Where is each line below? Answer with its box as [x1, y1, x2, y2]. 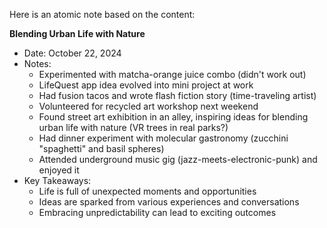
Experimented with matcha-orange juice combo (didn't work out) [38, 69, 307, 80]
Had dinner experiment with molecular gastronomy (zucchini [38, 132, 289, 144]
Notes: [23, 58, 52, 69]
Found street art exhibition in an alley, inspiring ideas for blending [38, 111, 309, 123]
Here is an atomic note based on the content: [9, 9, 196, 20]
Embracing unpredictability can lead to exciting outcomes [38, 207, 277, 218]
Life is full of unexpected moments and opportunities [38, 185, 257, 197]
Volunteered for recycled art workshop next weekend [38, 100, 259, 112]
